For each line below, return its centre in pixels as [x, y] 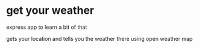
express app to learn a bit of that [47, 27]
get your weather [50, 10]
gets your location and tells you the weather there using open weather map [99, 38]
